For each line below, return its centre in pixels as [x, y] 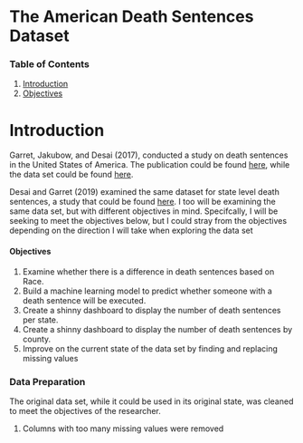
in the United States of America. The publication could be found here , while [150, 165]
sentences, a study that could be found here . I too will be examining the [142, 202]
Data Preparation [47, 381]
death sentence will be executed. [84, 300]
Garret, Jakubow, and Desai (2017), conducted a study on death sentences [149, 155]
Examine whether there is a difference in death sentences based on [148, 271]
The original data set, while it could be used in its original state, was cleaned [151, 401]
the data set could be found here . [71, 175]
